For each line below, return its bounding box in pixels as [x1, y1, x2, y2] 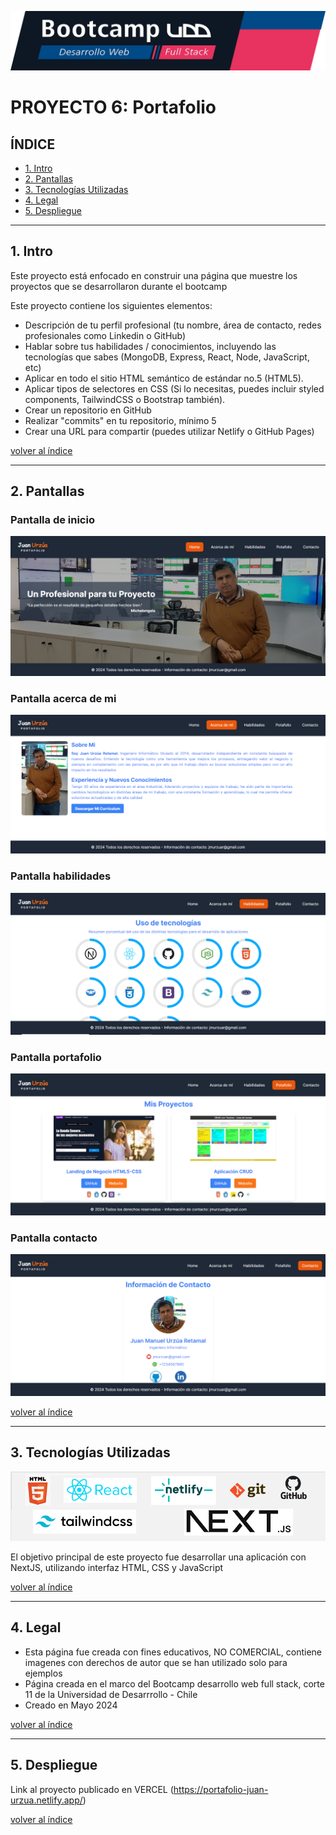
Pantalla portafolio [10, 1050, 102, 1064]
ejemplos [24, 1667, 63, 1679]
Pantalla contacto [10, 1231, 98, 1245]
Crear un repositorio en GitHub [24, 404, 152, 416]
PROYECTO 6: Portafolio [10, 96, 217, 119]
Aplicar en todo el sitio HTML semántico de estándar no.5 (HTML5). [24, 372, 304, 384]
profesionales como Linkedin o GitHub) [24, 329, 187, 341]
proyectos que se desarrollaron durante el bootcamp [10, 280, 228, 292]
